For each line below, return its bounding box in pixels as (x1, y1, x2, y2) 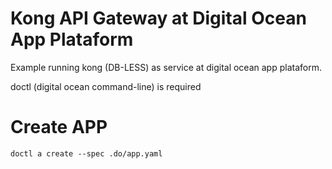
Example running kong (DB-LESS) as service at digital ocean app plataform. (10, 61, 322, 73)
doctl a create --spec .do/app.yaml (10, 148, 163, 159)
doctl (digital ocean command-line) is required (10, 80, 202, 92)
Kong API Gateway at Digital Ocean (10, 7, 307, 30)
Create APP (10, 116, 108, 139)
